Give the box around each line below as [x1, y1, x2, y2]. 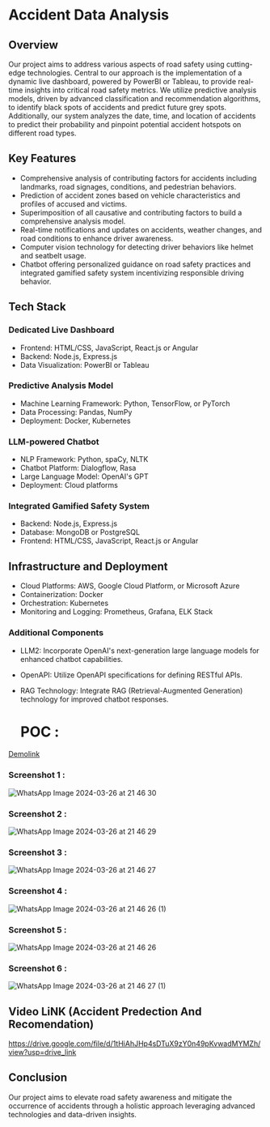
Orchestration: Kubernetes [19, 598, 109, 608]
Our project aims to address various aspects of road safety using [8, 59, 225, 69]
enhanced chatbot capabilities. [19, 654, 124, 664]
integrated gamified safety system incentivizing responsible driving [19, 267, 244, 277]
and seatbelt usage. [19, 250, 86, 260]
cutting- [226, 59, 253, 69]
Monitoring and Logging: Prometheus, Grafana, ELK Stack [19, 607, 213, 617]
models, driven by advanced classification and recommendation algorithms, [8, 94, 261, 103]
